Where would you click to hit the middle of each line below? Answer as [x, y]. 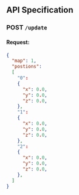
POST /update [27, 28]
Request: [18, 42]
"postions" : [27, 67]
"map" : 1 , [24, 61]
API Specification [40, 10]
